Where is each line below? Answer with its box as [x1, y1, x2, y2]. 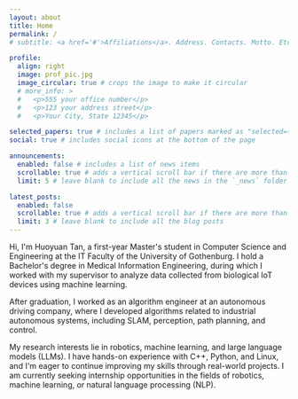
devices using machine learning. [9, 279, 128, 289]
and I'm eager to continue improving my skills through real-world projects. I [9, 361, 285, 371]
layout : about [9, 12, 62, 22]
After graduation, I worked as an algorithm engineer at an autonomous [9, 296, 266, 307]
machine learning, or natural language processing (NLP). [9, 379, 216, 390]
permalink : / [9, 29, 58, 38]
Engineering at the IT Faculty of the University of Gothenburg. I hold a [9, 251, 264, 262]
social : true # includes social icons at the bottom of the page [9, 136, 255, 145]
